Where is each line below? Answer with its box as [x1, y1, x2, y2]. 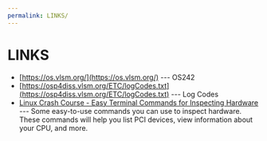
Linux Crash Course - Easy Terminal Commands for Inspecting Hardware [18, 97, 259, 108]
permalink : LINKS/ [7, 11, 69, 20]
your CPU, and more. [18, 123, 88, 132]
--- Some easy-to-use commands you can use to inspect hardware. [18, 106, 242, 116]
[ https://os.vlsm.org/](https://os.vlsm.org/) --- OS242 [18, 72, 195, 82]
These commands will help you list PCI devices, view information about [18, 115, 253, 124]
